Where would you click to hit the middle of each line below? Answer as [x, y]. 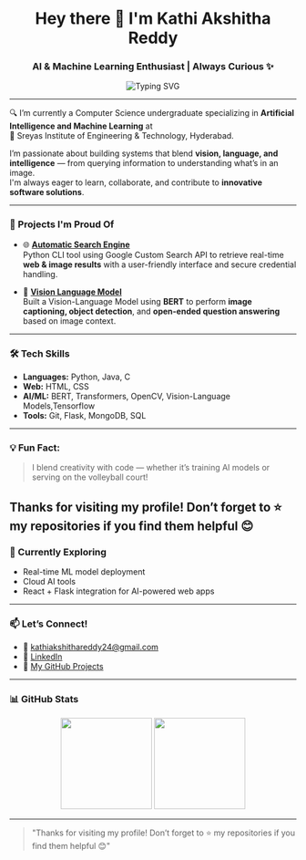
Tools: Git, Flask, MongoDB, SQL [84, 416]
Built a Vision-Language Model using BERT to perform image [137, 301]
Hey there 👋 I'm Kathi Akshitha [153, 19]
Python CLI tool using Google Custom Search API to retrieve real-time [153, 254]
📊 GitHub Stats [44, 699]
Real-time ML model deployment [84, 572]
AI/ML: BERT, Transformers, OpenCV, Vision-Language [126, 397]
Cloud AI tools [49, 582]
